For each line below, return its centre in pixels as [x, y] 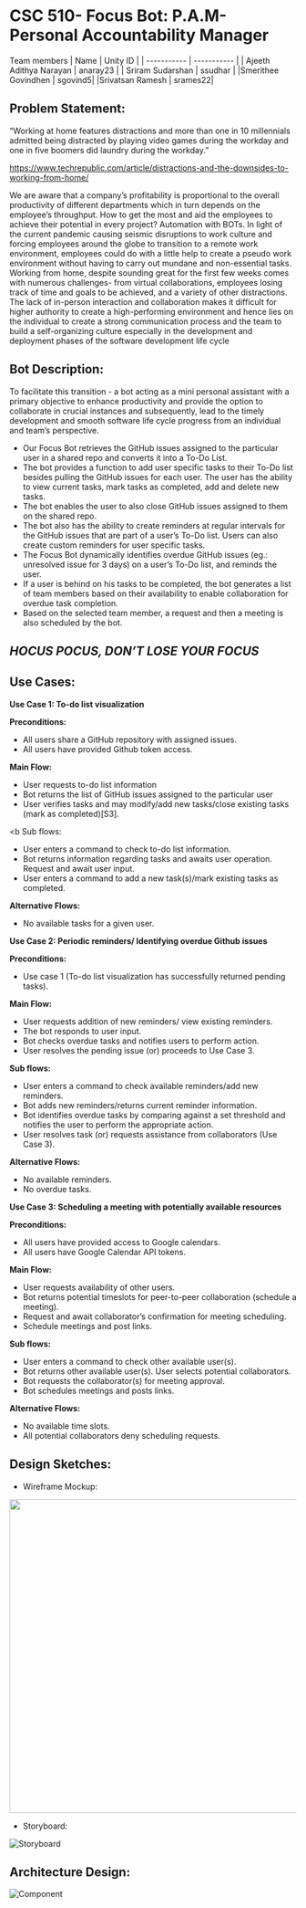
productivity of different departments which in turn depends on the [135, 204]
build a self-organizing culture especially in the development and [131, 330]
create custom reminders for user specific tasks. [114, 545]
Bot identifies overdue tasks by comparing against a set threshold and [154, 1115]
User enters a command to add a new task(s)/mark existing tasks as [150, 878]
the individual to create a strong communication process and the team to [146, 321]
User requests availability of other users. [99, 1287]
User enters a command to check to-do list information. [127, 849]
